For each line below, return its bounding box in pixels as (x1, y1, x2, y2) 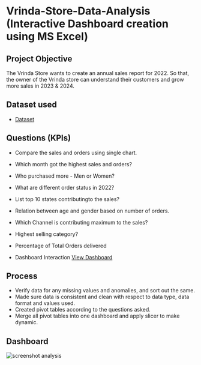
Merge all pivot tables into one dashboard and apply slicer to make (14, 312, 180, 319)
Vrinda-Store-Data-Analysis (6, 4, 151, 18)
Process (6, 271, 38, 282)
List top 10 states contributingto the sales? (14, 195, 120, 202)
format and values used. (14, 300, 75, 307)
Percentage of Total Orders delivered (14, 242, 107, 249)
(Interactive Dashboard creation (6, 17, 169, 31)
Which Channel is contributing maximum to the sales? (14, 219, 148, 226)
